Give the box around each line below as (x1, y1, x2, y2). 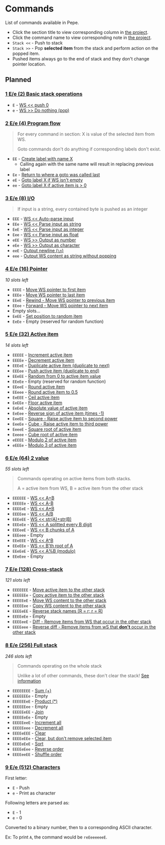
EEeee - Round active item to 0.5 (12, 389, 78, 395)
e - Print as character (12, 790, 56, 796)
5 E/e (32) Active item (5, 331, 59, 338)
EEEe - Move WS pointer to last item (12, 292, 85, 298)
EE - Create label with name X (12, 155, 73, 161)
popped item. (12, 50, 40, 56)
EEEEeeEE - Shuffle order (12, 751, 62, 757)
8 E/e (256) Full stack (5, 642, 58, 649)
